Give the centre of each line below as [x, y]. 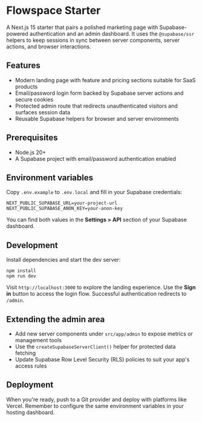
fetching [25, 353]
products [26, 86]
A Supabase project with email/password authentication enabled [96, 158]
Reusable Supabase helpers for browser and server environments [97, 118]
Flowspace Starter [54, 11]
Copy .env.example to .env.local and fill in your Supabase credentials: [94, 192]
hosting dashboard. [31, 412]
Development [32, 245]
